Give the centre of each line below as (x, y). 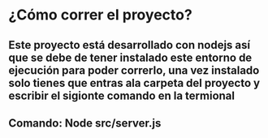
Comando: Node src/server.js (85, 123)
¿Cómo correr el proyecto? (100, 15)
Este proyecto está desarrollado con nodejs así (129, 45)
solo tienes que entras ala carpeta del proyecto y (134, 83)
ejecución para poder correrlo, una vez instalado (134, 70)
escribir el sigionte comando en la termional (122, 95)
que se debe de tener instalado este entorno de (130, 57)
